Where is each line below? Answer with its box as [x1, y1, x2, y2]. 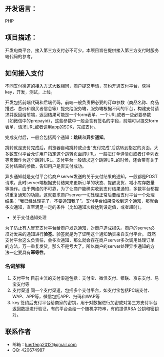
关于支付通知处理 [12, 214, 47, 220]
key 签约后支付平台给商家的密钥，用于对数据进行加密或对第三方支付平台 [12, 299, 158, 305]
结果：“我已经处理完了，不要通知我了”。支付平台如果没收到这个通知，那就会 [5, 198, 159, 204]
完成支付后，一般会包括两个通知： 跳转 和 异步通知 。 [5, 134, 108, 141]
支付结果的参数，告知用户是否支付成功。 [5, 163, 86, 169]
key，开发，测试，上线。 [5, 89, 55, 95]
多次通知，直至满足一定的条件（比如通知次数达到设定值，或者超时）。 [5, 204, 144, 210]
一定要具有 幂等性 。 [9, 249, 48, 256]
